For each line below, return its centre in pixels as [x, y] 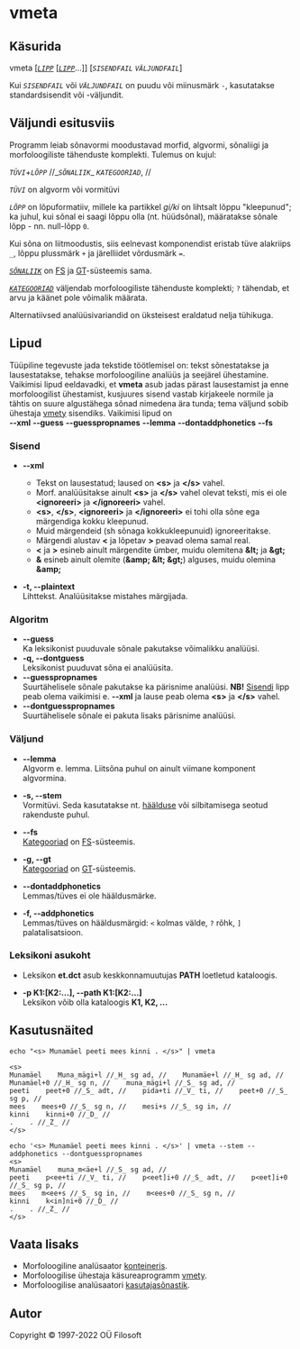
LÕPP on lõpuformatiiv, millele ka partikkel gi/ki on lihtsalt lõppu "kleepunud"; [150, 206]
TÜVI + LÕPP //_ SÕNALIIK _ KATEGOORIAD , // [80, 172]
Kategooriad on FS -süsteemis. [79, 842]
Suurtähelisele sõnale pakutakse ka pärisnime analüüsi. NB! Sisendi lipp [156, 687]
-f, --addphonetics [58, 913]
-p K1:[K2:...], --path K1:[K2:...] [82, 992]
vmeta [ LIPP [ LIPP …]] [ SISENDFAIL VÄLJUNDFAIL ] [96, 68]
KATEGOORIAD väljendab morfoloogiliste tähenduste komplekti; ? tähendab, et [150, 287]
